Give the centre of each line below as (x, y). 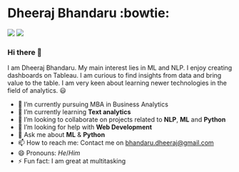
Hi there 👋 (25, 52)
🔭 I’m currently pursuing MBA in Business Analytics (93, 104)
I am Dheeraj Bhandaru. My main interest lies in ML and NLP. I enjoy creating (120, 68)
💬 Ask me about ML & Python (61, 135)
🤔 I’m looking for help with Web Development (85, 127)
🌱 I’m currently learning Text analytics (74, 112)
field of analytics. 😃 (37, 91)
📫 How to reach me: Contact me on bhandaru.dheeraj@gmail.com (116, 143)
